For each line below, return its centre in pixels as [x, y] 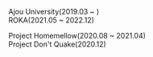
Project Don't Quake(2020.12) [57, 44]
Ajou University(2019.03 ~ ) [54, 12]
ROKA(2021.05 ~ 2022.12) [52, 20]
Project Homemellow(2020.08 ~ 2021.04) [77, 36]
